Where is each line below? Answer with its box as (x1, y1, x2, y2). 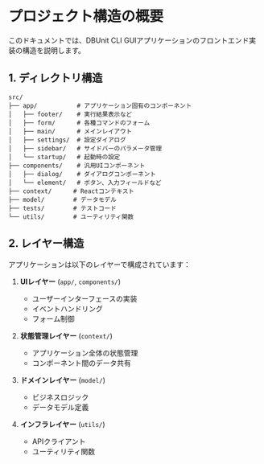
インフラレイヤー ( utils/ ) (19, 419, 106, 429)
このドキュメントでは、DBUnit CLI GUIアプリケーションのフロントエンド (8, 35, 250, 45)
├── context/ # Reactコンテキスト (8, 187, 134, 195)
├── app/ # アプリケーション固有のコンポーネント (8, 101, 192, 109)
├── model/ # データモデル (8, 195, 117, 203)
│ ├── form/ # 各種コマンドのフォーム (8, 118, 151, 127)
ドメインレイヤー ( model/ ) (19, 375, 106, 384)
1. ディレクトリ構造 (8, 72, 103, 85)
